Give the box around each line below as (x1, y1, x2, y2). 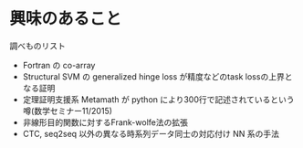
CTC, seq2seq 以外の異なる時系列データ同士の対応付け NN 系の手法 (22, 128, 280, 139)
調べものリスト (9, 40, 66, 51)
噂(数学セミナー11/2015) (22, 105, 112, 116)
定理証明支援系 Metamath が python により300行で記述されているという (22, 93, 295, 105)
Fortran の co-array (22, 59, 96, 70)
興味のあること (9, 8, 122, 29)
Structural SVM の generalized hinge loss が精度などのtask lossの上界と (22, 70, 293, 82)
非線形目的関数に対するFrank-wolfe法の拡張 (22, 116, 189, 128)
